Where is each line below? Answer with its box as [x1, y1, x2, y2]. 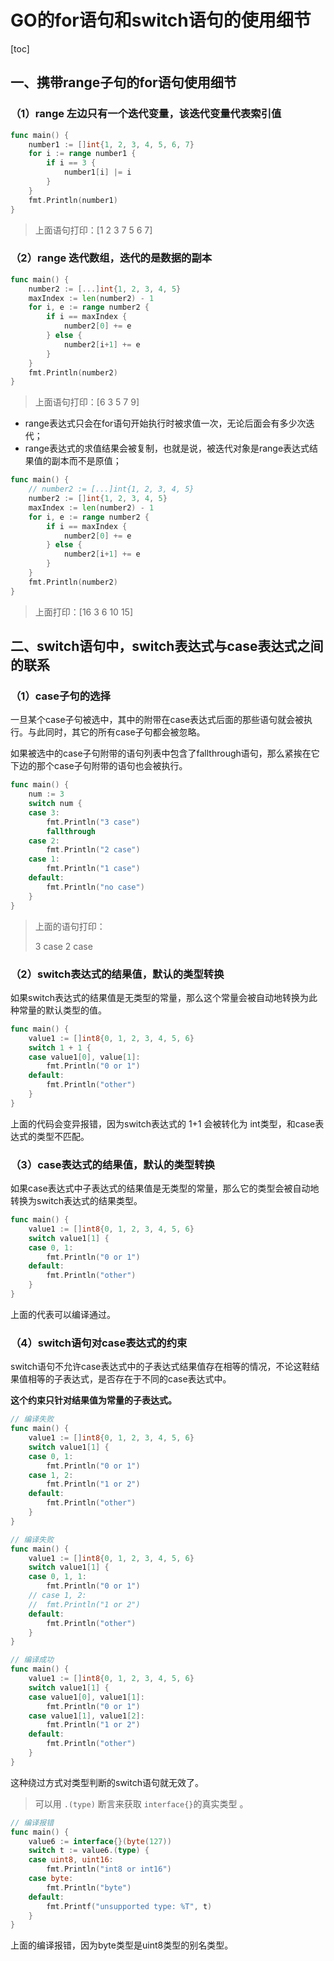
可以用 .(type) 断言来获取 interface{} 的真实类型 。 [34, 1797, 249, 1810]
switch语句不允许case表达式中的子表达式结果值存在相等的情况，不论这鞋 [10, 1361, 312, 1373]
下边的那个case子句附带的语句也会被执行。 [10, 760, 188, 772]
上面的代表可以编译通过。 [10, 1308, 116, 1320]
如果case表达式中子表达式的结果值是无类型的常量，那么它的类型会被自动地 [10, 1182, 320, 1195]
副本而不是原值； [51, 455, 122, 467]
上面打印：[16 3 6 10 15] [34, 606, 133, 618]
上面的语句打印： [34, 920, 106, 932]
